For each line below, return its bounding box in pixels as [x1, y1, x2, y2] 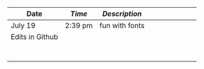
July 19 [10, 21, 36, 30]
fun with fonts [100, 21, 145, 30]
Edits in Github [10, 32, 58, 41]
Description [102, 9, 142, 18]
